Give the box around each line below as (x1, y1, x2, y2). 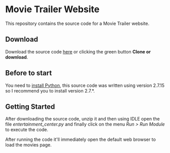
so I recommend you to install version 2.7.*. (5, 87, 95, 94)
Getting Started (5, 102, 55, 111)
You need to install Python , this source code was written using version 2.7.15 (5, 82, 165, 88)
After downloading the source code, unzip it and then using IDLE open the (5, 116, 160, 122)
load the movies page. (5, 142, 52, 148)
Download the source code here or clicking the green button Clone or (5, 48, 151, 54)
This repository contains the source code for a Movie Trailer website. (5, 20, 150, 26)
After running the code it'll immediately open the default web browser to (5, 136, 156, 143)
